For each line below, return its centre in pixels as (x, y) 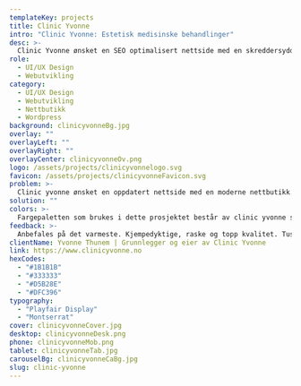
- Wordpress (40, 117)
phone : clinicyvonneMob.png (62, 342)
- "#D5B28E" (40, 284)
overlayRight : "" (42, 150)
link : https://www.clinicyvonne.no (76, 251)
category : (28, 84)
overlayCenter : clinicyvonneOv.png (76, 159)
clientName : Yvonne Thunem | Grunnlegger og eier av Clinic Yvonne (138, 243)
